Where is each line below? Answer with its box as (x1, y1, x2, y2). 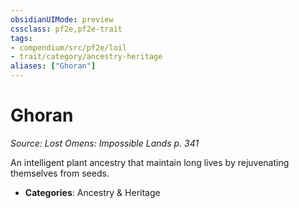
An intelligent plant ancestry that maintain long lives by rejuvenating (10, 156, 290, 168)
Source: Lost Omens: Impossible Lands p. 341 (10, 137, 200, 149)
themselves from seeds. (10, 167, 110, 179)
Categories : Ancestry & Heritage (24, 186, 161, 198)
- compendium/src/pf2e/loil (10, 42, 128, 53)
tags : (10, 33, 33, 43)
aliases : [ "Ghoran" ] (10, 61, 97, 71)
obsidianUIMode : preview (10, 14, 114, 25)
